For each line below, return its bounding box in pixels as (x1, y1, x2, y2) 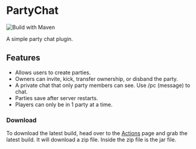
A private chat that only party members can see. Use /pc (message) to (14, 81, 191, 89)
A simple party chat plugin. (6, 35, 74, 42)
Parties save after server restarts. (14, 94, 98, 101)
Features (6, 52, 40, 63)
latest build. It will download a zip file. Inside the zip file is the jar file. (6, 136, 177, 144)
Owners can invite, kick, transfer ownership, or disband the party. (14, 75, 179, 82)
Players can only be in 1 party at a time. (14, 101, 113, 108)
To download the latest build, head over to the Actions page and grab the (6, 130, 188, 137)
